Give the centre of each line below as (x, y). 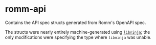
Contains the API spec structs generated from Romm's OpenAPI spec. (76, 22)
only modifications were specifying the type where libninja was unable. (78, 37)
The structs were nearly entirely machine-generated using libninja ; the (78, 32)
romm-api (26, 9)
